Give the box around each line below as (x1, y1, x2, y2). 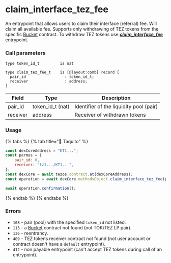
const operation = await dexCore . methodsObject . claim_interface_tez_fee (5, 176, 163, 181)
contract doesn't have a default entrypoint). (12, 241, 106, 247)
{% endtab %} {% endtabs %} (5, 195, 69, 201)
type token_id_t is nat (5, 61, 74, 66)
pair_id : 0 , (14, 157, 40, 163)
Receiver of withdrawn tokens (74, 111, 146, 118)
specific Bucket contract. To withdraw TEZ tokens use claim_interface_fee (5, 31, 163, 37)
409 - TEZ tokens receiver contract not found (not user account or (12, 235, 151, 242)
